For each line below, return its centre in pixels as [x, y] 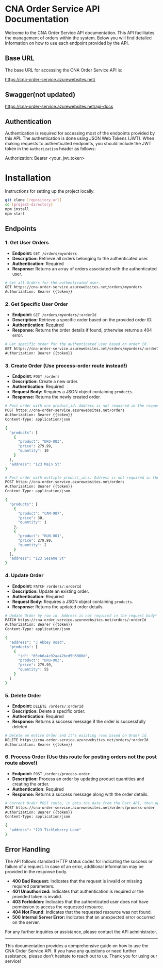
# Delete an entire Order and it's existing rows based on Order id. [77, 735]
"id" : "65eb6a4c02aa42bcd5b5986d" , [54, 656]
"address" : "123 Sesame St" [38, 559]
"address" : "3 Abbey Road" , [38, 642]
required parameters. [33, 886]
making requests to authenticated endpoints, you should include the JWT [78, 144]
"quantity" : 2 [32, 545]
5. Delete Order [23, 695]
